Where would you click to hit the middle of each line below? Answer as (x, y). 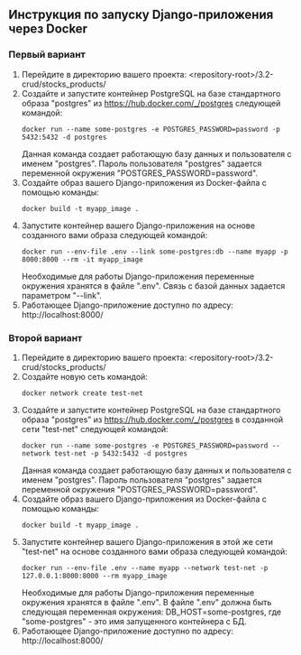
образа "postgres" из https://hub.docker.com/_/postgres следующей (151, 103)
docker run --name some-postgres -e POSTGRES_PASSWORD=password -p (150, 129)
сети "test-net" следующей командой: (95, 429)
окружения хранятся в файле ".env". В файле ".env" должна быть (146, 602)
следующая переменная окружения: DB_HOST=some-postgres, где (151, 612)
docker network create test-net (82, 393)
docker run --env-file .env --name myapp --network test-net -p (145, 567)
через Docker (48, 29)
